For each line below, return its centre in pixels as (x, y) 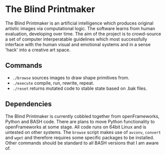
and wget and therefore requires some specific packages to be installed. (80, 137)
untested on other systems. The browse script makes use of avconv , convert (83, 132)
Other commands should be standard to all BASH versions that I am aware (82, 143)
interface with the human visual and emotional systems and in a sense (78, 44)
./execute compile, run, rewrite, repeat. (53, 83)
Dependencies (28, 104)
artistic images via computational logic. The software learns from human (80, 28)
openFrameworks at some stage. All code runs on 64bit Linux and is (76, 127)
